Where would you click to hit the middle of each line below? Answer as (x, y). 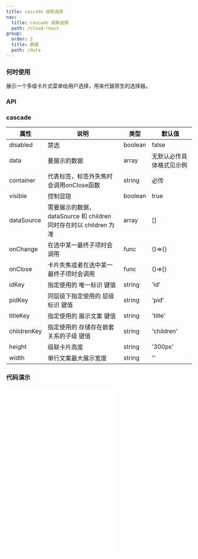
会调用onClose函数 (74, 185)
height (18, 347)
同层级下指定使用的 (74, 296)
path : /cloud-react (35, 28)
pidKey (19, 300)
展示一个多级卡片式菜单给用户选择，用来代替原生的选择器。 (78, 86)
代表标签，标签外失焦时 (80, 176)
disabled (21, 145)
